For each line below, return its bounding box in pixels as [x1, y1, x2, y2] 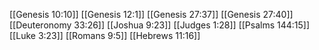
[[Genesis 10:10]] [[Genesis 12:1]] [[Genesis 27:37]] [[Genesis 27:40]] [9, 9, 294, 20]
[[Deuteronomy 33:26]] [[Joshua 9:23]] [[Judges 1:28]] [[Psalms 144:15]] [9, 19, 311, 31]
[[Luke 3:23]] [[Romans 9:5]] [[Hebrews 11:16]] [9, 30, 201, 41]
